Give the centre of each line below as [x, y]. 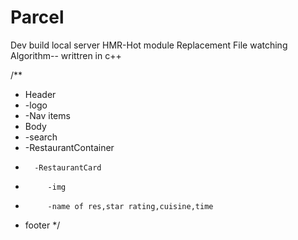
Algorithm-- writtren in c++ [66, 55]
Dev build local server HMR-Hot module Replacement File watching [149, 45]
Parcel [37, 17]
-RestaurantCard [68, 167]
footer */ [42, 225]
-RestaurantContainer [69, 147]
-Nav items [47, 115]
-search [41, 137]
